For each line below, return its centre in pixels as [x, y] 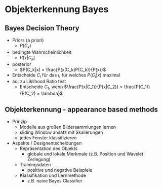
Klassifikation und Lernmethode [53, 175]
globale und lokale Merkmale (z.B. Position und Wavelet [85, 154]
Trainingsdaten [35, 165]
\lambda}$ [52, 93]
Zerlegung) [39, 159]
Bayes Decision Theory [42, 28]
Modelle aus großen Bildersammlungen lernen [68, 127]
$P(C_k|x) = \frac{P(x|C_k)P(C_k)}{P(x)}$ [63, 69]
